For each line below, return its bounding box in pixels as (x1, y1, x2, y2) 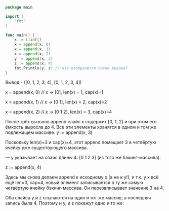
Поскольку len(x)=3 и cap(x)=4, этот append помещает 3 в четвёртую (5, 139, 157, 146)
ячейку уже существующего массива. (5, 145, 88, 151)
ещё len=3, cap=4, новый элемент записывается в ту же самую (5, 180, 143, 186)
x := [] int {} (14, 37, 42, 43)
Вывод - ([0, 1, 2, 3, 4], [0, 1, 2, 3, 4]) (5, 79, 82, 86)
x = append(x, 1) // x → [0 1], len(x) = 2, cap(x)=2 (5, 99, 107, 105)
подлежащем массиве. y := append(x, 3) (5, 129, 93, 135)
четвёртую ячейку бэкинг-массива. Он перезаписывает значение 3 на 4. (5, 185, 164, 191)
